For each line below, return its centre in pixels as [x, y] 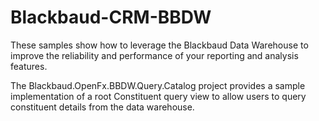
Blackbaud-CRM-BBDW [111, 17]
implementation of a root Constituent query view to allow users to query [158, 96]
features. [29, 66]
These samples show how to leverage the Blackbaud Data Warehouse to [159, 45]
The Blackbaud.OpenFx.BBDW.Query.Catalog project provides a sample [158, 85]
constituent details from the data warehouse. [102, 107]
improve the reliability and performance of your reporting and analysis [154, 55]
